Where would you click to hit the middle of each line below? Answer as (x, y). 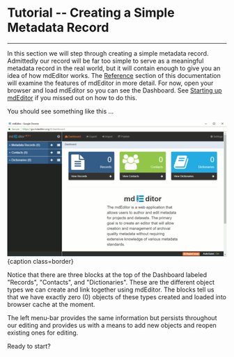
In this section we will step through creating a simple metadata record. (108, 53)
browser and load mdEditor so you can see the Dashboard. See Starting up (115, 90)
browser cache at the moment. (51, 304)
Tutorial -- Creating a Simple (91, 13)
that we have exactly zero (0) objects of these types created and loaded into (117, 297)
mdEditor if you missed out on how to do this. (72, 97)
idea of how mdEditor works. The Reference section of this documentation (114, 75)
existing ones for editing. (43, 333)
